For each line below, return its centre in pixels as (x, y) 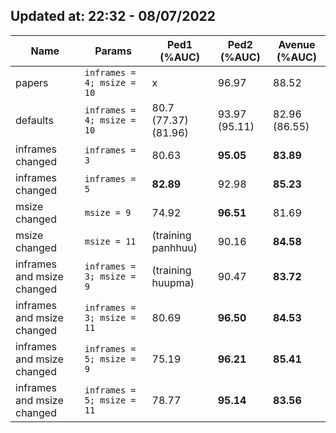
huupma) (173, 282)
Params (113, 51)
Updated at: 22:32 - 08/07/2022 (113, 16)
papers (32, 82)
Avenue (297, 44)
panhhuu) (174, 247)
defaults (34, 120)
